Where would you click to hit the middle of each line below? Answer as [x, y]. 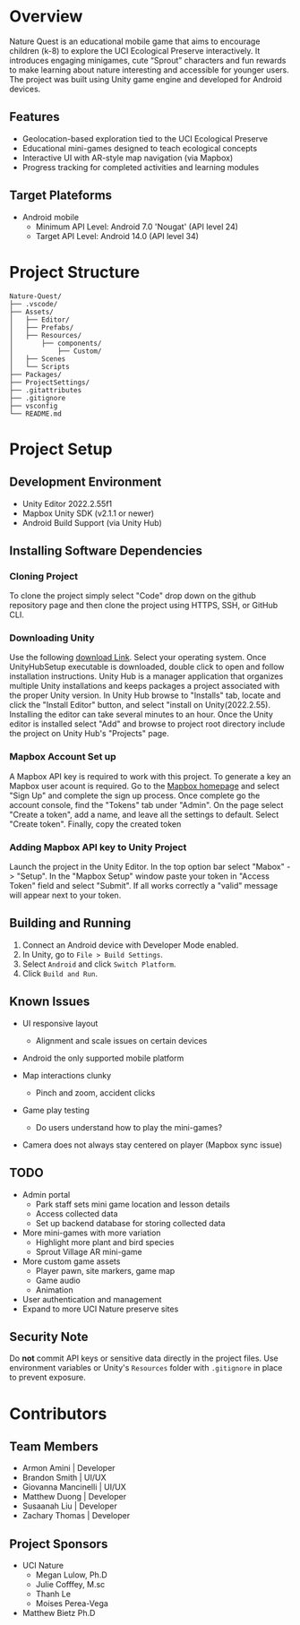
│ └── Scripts [39, 366]
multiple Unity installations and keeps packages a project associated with [145, 686]
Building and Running [70, 923]
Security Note [49, 1337]
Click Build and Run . [60, 973]
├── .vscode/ [34, 304]
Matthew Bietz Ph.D [59, 1613]
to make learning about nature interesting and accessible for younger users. [149, 70]
